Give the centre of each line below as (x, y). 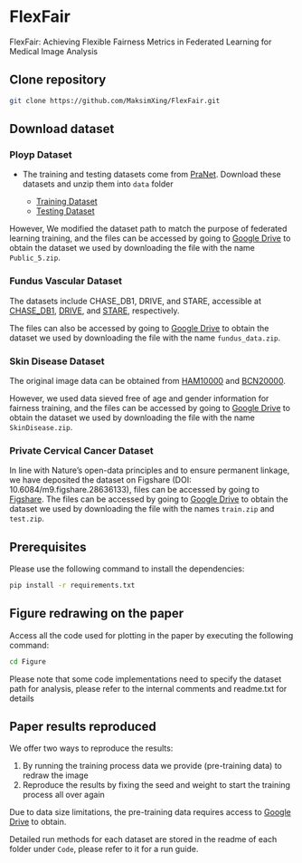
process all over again (64, 795)
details (22, 698)
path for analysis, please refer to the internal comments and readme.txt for (148, 688)
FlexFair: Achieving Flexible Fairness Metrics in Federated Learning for (141, 42)
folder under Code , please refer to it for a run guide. (104, 849)
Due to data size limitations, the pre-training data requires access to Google (150, 812)
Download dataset (62, 129)
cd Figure (28, 662)
